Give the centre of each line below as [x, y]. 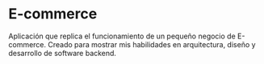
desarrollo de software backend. [63, 53]
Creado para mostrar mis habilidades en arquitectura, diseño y [152, 44]
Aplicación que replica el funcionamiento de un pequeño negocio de [122, 36]
